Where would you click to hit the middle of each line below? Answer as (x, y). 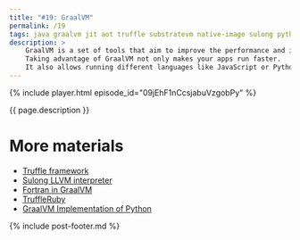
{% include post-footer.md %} (65, 226)
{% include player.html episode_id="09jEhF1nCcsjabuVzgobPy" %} (133, 92)
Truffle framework (55, 170)
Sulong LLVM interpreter (67, 180)
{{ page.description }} (50, 110)
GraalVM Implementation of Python (87, 208)
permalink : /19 (37, 26)
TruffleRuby (44, 199)
